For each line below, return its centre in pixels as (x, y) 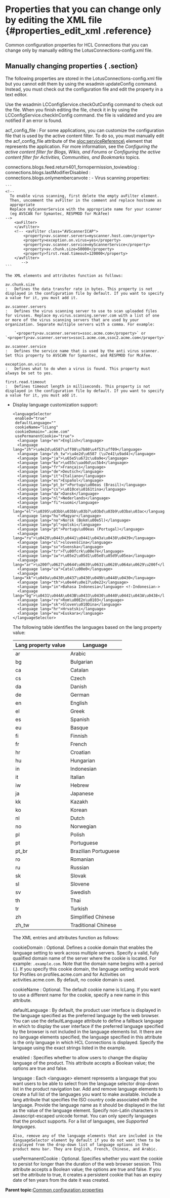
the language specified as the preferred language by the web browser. (86, 1015)
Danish (78, 686)
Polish (77, 834)
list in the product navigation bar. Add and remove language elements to (88, 1089)
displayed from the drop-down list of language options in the (81, 1145)
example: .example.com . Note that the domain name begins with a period (88, 964)
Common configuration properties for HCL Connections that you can (77, 45)
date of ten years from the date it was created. (61, 1180)
